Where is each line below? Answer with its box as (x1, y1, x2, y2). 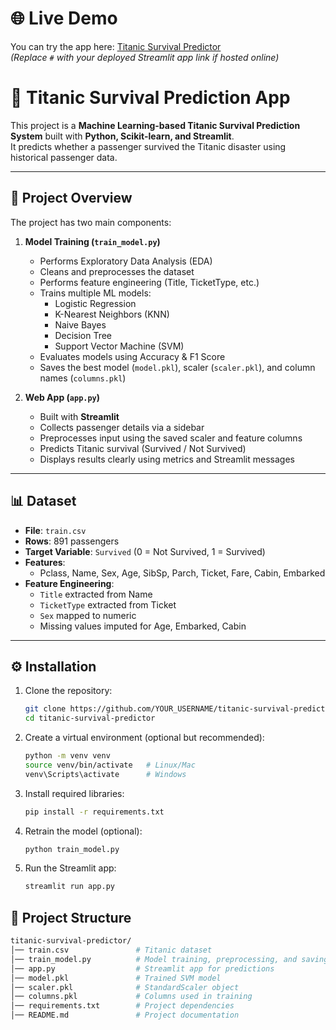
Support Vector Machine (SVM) (54, 340, 185, 352)
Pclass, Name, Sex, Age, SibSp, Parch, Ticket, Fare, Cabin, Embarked (39, 567, 326, 579)
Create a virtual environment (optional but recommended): (24, 732, 265, 744)
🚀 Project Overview (10, 190, 133, 207)
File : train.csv (24, 524, 87, 536)
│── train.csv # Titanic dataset (10, 945, 213, 955)
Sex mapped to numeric (39, 609, 137, 621)
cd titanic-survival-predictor (24, 713, 156, 724)
